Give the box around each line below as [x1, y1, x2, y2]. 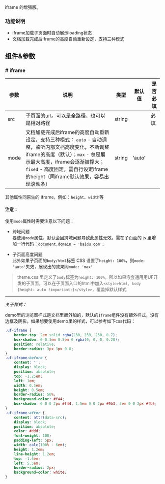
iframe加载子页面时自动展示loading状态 [12, 30, 92, 36]
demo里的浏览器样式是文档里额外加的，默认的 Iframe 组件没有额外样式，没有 [5, 312, 159, 318]
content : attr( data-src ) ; [14, 415, 67, 420]
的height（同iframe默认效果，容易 [25, 173, 105, 180]
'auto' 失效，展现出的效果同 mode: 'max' [12, 264, 93, 270]
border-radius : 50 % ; [14, 392, 56, 397]
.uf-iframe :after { [5, 410, 45, 415]
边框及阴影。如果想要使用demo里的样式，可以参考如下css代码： [5, 318, 136, 324]
